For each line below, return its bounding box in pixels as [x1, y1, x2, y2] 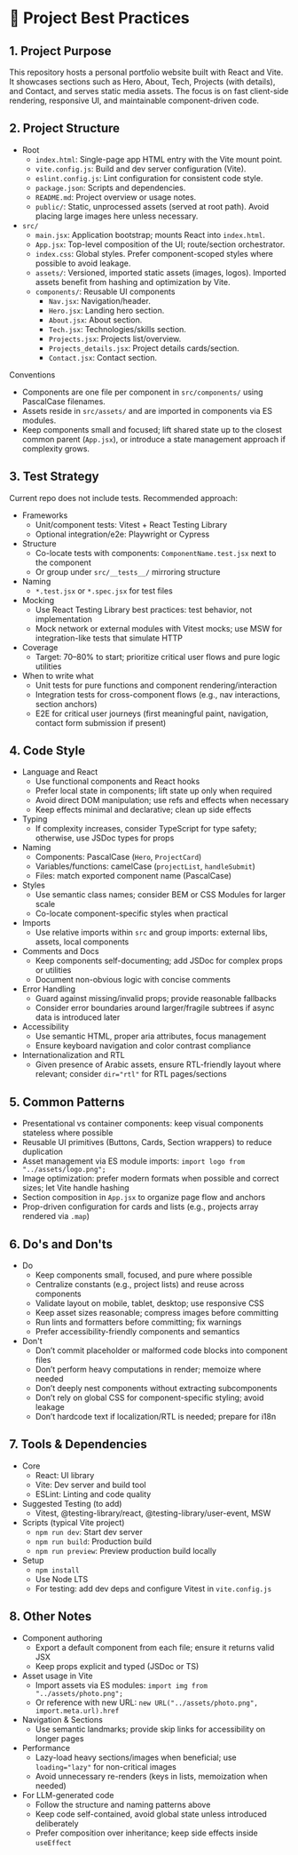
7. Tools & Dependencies [9, 1437, 148, 1452]
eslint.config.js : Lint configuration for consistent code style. [35, 172, 263, 183]
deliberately [35, 1818, 79, 1828]
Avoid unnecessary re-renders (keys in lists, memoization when [35, 1771, 268, 1781]
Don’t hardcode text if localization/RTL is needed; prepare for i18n [35, 1412, 277, 1422]
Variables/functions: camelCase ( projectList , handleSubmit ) [35, 861, 255, 872]
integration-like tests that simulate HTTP [35, 633, 184, 643]
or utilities [35, 965, 72, 975]
